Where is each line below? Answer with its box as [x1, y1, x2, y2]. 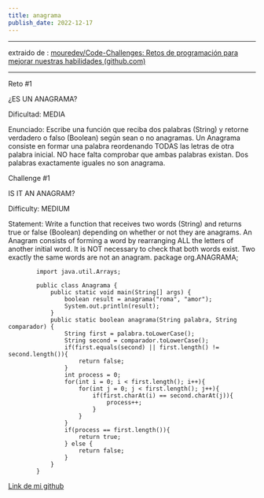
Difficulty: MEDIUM [8, 204, 71, 213]
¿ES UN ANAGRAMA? [8, 94, 78, 103]
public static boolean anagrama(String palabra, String [49, 315, 237, 323]
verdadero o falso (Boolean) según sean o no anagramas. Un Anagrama [8, 133, 241, 142]
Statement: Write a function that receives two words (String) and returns [8, 219, 242, 228]
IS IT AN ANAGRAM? [8, 188, 75, 197]
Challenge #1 [8, 173, 50, 183]
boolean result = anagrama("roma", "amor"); [64, 295, 213, 303]
